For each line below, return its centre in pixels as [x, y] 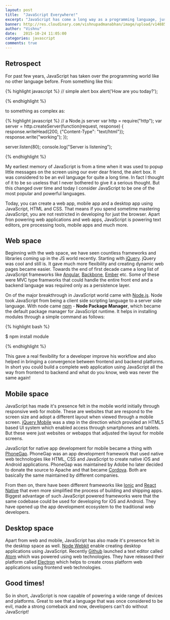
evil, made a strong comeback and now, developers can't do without [76, 606]
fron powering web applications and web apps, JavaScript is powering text [83, 220]
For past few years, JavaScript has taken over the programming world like [82, 76]
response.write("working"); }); [37, 137]
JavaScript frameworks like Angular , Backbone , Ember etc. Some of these [82, 274]
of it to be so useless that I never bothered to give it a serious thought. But [82, 182]
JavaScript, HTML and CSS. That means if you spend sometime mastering [83, 208]
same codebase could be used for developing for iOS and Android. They [81, 502]
